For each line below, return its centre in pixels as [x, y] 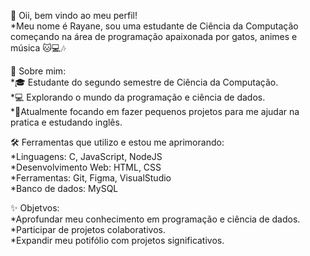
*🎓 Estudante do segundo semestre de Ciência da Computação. [144, 82]
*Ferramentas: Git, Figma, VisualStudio [91, 178]
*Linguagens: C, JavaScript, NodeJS [86, 156]
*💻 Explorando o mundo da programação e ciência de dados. [138, 97]
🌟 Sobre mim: [38, 71]
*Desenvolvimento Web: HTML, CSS [86, 167]
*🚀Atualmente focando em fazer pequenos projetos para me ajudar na [155, 111]
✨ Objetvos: [35, 208]
